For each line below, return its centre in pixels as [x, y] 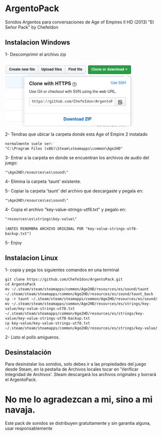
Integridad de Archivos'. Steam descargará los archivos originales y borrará [81, 375]
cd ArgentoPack [20, 284]
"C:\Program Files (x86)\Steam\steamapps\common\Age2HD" [64, 149]
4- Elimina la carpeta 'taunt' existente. [43, 181]
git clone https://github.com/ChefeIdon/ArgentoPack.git [64, 279]
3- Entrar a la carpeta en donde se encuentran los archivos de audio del [77, 158]
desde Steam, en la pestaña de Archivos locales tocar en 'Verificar [72, 369]
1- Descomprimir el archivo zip [36, 54]
